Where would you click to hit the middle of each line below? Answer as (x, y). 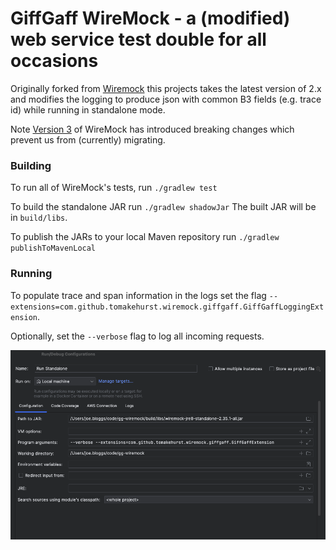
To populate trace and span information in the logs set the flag (138, 295)
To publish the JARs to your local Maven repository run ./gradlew (145, 237)
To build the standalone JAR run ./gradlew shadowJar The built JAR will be (163, 207)
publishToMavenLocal (53, 248)
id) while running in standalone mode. (88, 109)
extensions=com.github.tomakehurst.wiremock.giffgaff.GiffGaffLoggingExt (167, 307)
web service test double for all (138, 39)
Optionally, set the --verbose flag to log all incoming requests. (137, 336)
